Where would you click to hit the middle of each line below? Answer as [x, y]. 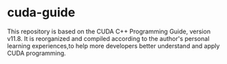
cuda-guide [41, 13]
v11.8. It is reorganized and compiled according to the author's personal [108, 38]
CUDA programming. [37, 53]
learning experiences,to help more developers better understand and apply [113, 46]
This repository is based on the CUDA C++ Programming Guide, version [109, 31]
